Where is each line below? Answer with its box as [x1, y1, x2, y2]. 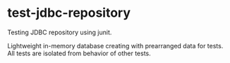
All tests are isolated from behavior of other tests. [7, 49, 152, 57]
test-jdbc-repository [7, 5, 131, 21]
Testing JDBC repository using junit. [7, 28, 112, 36]
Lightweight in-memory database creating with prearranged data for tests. [7, 41, 224, 50]
